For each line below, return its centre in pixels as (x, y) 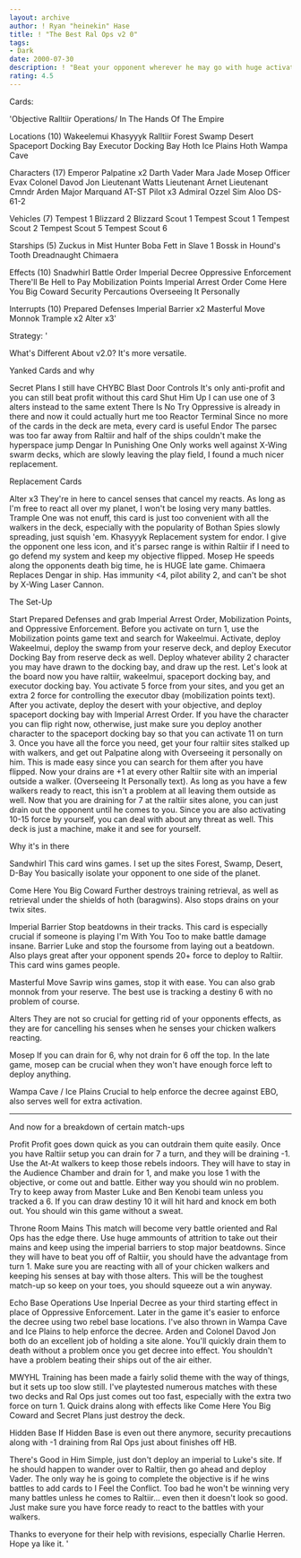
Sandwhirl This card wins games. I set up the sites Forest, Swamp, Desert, (146, 863)
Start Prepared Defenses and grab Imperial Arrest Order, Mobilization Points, (150, 619)
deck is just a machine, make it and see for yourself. (105, 828)
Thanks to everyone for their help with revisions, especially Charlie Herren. (147, 1534)
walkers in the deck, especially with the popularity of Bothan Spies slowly (145, 527)
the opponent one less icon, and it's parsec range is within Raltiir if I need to (149, 546)
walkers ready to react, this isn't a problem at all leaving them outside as (142, 791)
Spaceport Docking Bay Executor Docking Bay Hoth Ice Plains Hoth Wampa (149, 145)
